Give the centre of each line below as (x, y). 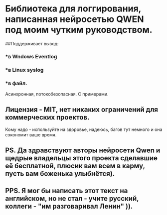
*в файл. (16, 83)
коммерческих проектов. (47, 117)
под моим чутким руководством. (79, 30)
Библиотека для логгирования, (73, 9)
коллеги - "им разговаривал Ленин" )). (69, 206)
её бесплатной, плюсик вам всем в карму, (75, 166)
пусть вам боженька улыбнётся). (60, 174)
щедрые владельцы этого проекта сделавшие (82, 158)
